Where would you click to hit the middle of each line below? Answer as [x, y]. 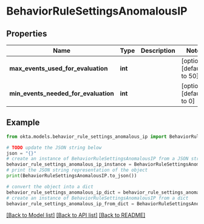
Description [158, 51]
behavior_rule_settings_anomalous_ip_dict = [63, 192]
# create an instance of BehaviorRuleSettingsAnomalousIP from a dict [97, 198]
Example [23, 123]
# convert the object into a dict [50, 186]
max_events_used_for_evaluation [59, 68]
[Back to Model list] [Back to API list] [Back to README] [76, 215]
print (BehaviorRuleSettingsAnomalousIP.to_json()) [72, 176]
